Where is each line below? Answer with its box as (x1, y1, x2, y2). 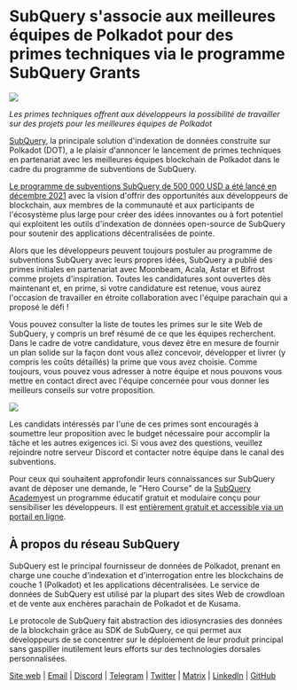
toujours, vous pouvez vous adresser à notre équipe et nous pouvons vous (9, 365, 282, 376)
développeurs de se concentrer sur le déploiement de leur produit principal (9, 634, 284, 645)
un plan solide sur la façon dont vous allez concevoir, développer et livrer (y (9, 347, 286, 357)
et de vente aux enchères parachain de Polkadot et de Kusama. (9, 598, 241, 608)
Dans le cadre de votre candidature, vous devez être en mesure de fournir (9, 337, 280, 348)
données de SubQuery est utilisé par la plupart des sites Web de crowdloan (9, 588, 285, 600)
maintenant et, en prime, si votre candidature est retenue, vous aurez (9, 282, 262, 294)
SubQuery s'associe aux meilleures (9, 6, 277, 27)
